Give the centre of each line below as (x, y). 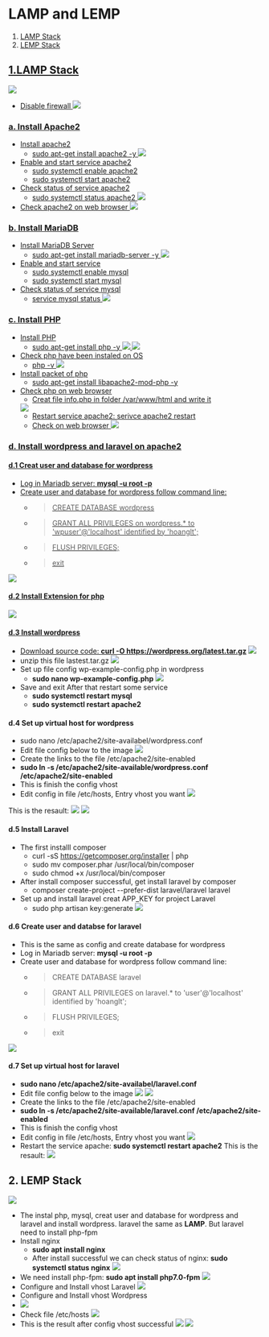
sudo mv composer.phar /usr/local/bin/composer (113, 864)
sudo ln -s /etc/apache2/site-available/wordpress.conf (114, 768)
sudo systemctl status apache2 (84, 197)
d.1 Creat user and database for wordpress (81, 466)
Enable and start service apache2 (75, 163)
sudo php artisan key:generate (83, 908)
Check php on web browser (66, 391)
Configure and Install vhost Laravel (77, 1286)
